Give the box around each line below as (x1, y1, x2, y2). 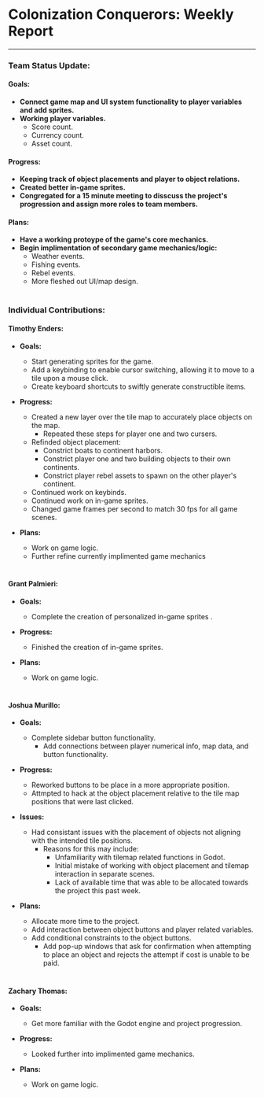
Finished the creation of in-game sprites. (31, 642, 163, 652)
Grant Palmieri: (8, 579, 59, 589)
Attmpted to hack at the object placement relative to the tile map (31, 789, 240, 798)
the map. (31, 420, 60, 430)
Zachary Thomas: (8, 986, 68, 995)
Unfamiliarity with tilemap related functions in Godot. (54, 852, 225, 862)
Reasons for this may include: (42, 844, 139, 854)
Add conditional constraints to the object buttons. (31, 933, 192, 943)
